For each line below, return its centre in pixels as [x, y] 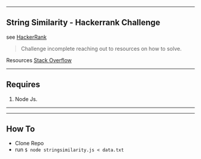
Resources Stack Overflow [39, 60]
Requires [23, 85]
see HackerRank [26, 37]
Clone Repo [29, 143]
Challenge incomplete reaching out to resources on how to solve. [101, 48]
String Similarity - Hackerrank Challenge [83, 22]
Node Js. [26, 99]
